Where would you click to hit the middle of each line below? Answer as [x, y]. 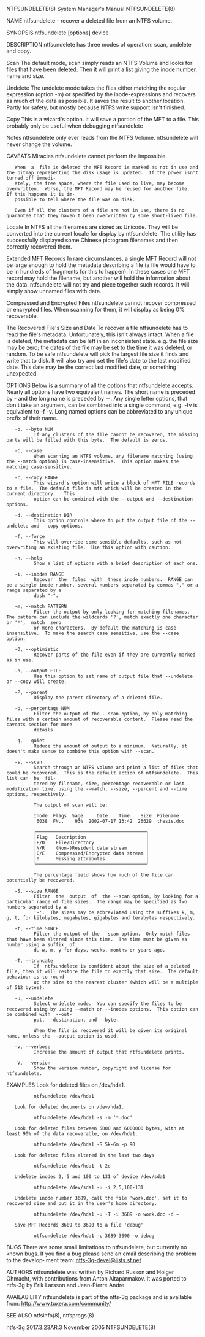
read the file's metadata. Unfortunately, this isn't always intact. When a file [100, 334]
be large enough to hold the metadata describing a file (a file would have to [101, 265]
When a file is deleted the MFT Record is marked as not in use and [106, 168]
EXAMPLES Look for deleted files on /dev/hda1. [66, 1085]
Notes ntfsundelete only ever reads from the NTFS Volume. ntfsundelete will [102, 138]
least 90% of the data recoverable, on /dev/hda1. [72, 1134]
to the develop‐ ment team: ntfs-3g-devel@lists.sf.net [74, 1260]
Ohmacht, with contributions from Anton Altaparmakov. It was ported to [96, 1278]
